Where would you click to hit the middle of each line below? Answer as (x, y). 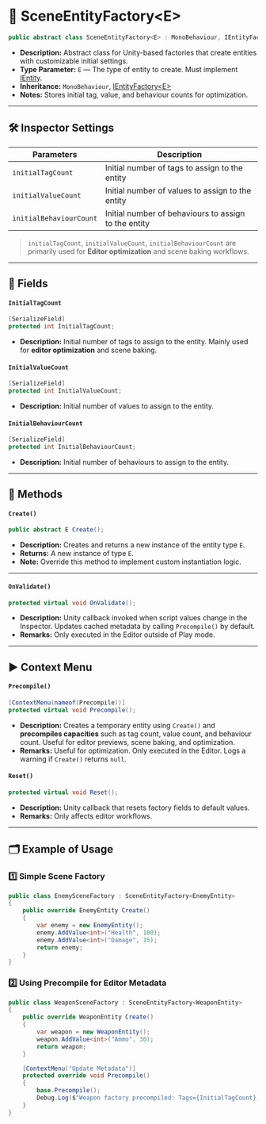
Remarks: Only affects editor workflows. (86, 815)
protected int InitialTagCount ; (61, 327)
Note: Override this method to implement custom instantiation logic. (130, 562)
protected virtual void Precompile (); (72, 710)
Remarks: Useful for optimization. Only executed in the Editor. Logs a (133, 750)
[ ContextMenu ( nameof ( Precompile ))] (67, 703)
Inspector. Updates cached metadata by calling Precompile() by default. (137, 627)
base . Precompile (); (69, 1091)
